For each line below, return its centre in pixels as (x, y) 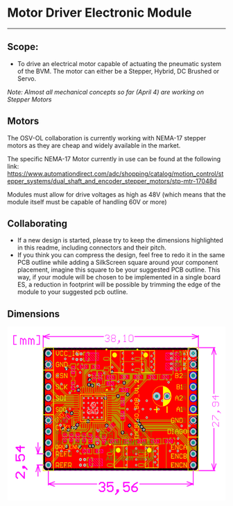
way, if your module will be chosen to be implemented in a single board (119, 277)
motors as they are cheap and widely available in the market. (94, 145)
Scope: (23, 47)
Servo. (27, 79)
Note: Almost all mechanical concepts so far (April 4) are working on (106, 92)
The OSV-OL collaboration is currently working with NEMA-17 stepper (107, 138)
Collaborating (37, 223)
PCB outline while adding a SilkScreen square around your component (118, 263)
